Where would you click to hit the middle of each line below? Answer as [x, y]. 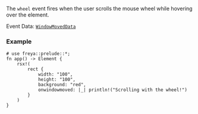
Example [19, 41]
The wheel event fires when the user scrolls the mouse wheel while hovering [99, 9]
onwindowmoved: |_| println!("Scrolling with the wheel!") [112, 90]
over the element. [28, 15]
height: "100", [57, 80]
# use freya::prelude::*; [38, 54]
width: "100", [55, 74]
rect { [36, 69]
